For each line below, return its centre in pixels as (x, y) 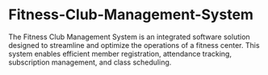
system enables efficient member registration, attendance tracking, (120, 53)
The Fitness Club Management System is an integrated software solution (129, 37)
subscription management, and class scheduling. (90, 62)
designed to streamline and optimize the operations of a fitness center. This (134, 45)
